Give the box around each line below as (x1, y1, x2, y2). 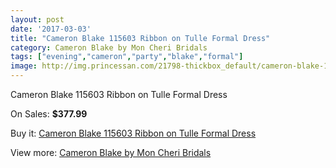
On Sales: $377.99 (10, 108, 88, 120)
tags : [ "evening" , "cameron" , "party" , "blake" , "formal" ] (10, 52, 244, 62)
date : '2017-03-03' (10, 24, 92, 34)
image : (10, 61, 38, 71)
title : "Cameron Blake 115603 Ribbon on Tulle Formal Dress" (10, 33, 271, 43)
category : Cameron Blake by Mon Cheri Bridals (10, 42, 208, 53)
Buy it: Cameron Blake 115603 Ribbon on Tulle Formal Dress (10, 127, 257, 139)
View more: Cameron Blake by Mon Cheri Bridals (10, 147, 212, 158)
